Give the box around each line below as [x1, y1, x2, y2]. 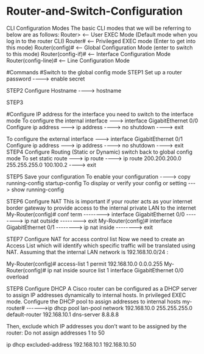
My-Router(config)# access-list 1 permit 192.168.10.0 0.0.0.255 [6, 260, 163, 267]
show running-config [11, 186, 65, 193]
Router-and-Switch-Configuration [6, 4, 183, 18]
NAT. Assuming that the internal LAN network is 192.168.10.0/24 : [6, 248, 169, 255]
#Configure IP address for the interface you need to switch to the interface [6, 110, 194, 118]
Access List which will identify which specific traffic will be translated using [6, 242, 196, 249]
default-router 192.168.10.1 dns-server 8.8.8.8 [6, 311, 119, 318]
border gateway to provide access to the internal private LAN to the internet [6, 204, 196, 211]
